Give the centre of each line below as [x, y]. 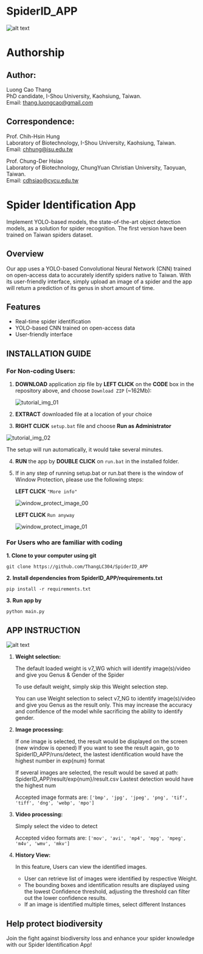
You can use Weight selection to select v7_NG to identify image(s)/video [105, 699]
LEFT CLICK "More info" [46, 491]
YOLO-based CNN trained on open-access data [75, 328]
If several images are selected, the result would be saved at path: [97, 773]
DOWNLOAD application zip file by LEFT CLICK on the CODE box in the [105, 384]
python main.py [26, 612]
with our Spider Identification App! [49, 944]
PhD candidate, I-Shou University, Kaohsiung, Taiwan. [74, 96]
